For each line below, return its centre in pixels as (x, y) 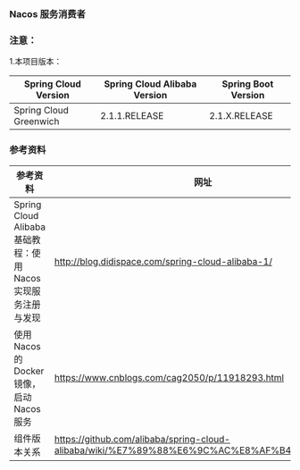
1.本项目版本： (36, 62)
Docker (29, 371)
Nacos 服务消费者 (48, 13)
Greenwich (37, 122)
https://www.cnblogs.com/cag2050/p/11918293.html (169, 377)
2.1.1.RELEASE (132, 116)
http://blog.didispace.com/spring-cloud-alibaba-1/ (163, 261)
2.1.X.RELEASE (242, 116)
